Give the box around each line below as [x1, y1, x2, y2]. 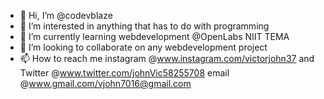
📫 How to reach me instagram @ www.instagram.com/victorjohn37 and [19, 53, 315, 64]
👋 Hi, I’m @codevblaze [19, 10, 113, 21]
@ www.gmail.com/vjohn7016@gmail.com [19, 78, 192, 89]
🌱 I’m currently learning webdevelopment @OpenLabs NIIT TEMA [19, 31, 290, 42]
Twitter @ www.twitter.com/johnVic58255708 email [19, 67, 230, 79]
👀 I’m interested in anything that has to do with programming [19, 20, 270, 32]
